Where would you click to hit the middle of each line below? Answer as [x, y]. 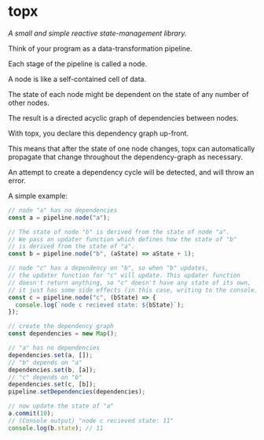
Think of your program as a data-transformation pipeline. [100, 48]
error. [17, 181]
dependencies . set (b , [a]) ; [52, 370]
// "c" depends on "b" [45, 377]
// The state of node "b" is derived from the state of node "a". [119, 232]
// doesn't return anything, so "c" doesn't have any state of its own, [130, 282]
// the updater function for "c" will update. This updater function [125, 276]
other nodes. [29, 103]
